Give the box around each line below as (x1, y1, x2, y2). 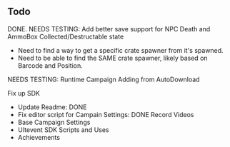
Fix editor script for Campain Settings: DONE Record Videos (17, 110, 194, 118)
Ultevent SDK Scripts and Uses (17, 125, 109, 134)
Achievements (17, 133, 61, 141)
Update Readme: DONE (17, 103, 87, 111)
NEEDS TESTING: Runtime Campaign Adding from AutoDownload (7, 75, 200, 83)
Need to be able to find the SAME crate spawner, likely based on (17, 54, 209, 62)
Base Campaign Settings (17, 118, 91, 126)
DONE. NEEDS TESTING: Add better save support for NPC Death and (7, 24, 211, 33)
